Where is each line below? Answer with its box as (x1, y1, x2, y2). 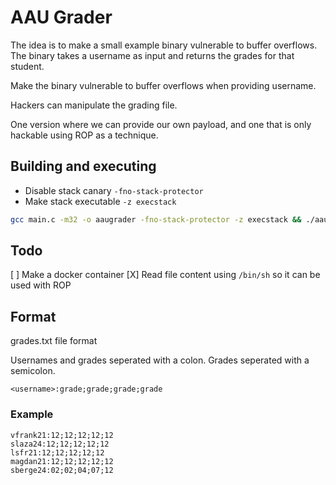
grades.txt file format (10, 335, 98, 347)
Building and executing (10, 158, 157, 175)
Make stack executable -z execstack (24, 195, 177, 207)
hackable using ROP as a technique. (10, 129, 159, 141)
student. (10, 60, 45, 72)
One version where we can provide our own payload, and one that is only (10, 118, 312, 130)
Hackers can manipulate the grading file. (10, 99, 178, 111)
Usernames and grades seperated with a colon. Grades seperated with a (10, 354, 310, 366)
